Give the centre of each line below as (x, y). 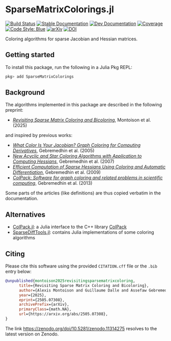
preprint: (15, 110)
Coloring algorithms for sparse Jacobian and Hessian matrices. (72, 39)
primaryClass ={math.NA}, (45, 309)
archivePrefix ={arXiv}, (44, 305)
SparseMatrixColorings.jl (60, 9)
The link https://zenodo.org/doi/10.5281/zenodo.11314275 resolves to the (81, 328)
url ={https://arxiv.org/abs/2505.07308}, (63, 314)
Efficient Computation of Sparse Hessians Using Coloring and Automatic (89, 167)
